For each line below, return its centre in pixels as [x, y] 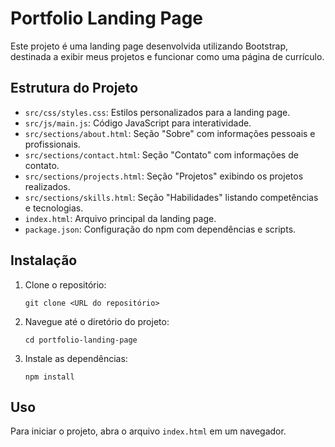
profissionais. [52, 144]
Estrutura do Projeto [74, 88]
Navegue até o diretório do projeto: [97, 321]
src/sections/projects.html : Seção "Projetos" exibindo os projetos [164, 176]
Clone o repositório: [65, 284]
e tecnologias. [54, 208]
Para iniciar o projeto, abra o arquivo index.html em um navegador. [148, 431]
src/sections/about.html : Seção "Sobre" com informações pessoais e [170, 133]
